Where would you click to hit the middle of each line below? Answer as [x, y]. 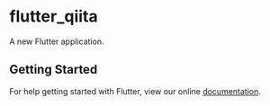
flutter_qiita [54, 17]
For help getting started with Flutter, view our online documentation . [135, 91]
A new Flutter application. [57, 41]
